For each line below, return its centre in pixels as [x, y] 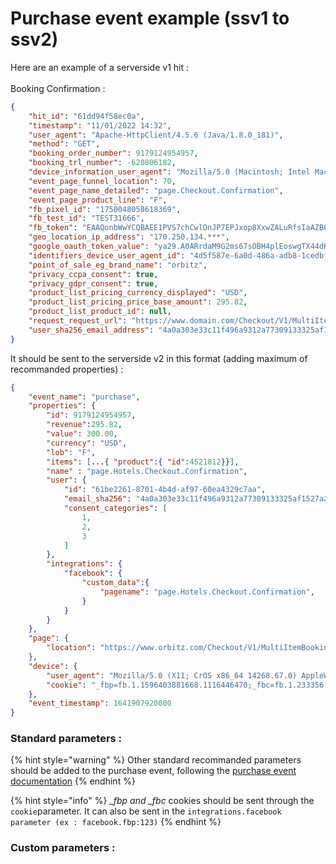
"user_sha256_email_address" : [91, 330]
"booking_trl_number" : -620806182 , [102, 163]
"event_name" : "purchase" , [84, 397]
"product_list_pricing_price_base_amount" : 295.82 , [138, 302]
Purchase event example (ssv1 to [150, 18]
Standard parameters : [66, 739]
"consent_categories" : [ [115, 508]
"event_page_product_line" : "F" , [98, 200]
